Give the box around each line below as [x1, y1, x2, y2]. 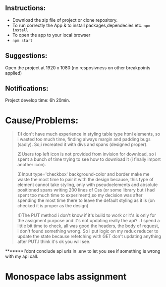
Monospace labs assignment [5, 271, 127, 282]
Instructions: [5, 4, 46, 12]
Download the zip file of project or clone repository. [12, 17, 118, 23]
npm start [12, 38, 33, 43]
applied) [5, 70, 22, 76]
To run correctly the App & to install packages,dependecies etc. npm [12, 22, 151, 28]
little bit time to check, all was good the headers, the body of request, [17, 223, 160, 229]
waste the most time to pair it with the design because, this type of [17, 177, 154, 183]
